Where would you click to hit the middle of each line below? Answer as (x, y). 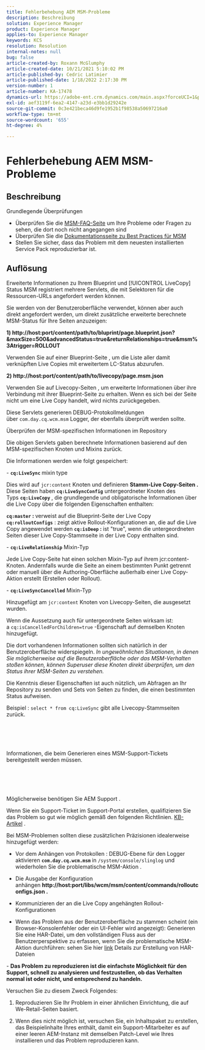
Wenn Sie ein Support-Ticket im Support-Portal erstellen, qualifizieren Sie (99, 811)
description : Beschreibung (41, 18)
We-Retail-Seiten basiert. (47, 1009)
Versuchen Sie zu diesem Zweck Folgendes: (62, 991)
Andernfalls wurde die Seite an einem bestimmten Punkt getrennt (109, 565)
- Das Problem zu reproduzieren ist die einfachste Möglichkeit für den (97, 966)
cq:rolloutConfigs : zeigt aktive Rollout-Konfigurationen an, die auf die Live (102, 522)
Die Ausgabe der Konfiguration (54, 878)
